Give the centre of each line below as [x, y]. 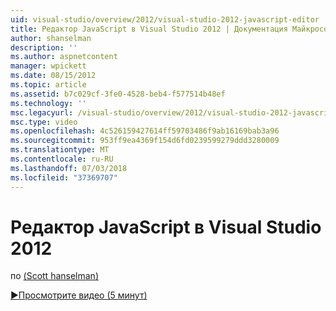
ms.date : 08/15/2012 [53, 76]
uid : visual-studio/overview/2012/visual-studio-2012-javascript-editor [165, 19]
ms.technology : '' [48, 103]
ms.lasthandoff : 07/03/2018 [69, 168]
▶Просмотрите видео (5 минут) [79, 295]
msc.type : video [44, 122]
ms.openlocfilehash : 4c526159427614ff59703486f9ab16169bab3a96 [145, 131]
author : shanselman [51, 38]
